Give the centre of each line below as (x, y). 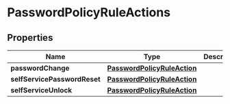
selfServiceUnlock (41, 90)
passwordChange (40, 68)
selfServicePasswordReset (55, 79)
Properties (30, 38)
